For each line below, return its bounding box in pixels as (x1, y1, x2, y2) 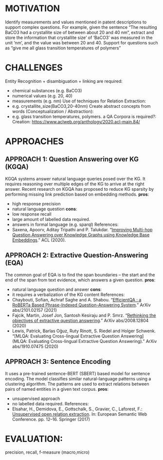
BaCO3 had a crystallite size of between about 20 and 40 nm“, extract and (5, 29, 154, 35)
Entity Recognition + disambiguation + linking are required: (5, 78, 123, 84)
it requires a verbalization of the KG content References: (12, 291, 125, 298)
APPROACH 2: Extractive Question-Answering (5, 251, 148, 260)
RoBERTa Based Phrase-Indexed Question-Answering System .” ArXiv (12, 302, 151, 308)
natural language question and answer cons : (12, 286, 102, 292)
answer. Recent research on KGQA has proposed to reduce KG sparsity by (5, 186, 154, 192)
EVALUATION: (5, 433, 63, 444)
